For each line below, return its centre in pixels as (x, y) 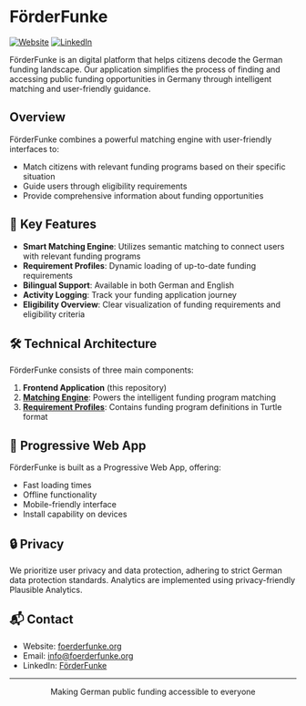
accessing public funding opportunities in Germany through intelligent (141, 78)
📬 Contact (41, 620)
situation (39, 176)
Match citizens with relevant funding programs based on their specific (154, 167)
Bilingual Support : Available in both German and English (128, 285)
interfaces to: (34, 148)
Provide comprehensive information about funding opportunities (143, 195)
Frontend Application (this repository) (94, 388)
